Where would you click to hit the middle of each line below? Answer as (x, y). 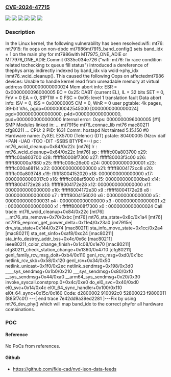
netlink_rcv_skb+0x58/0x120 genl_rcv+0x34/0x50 (58, 260)
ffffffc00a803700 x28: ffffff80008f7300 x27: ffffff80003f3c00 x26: (76, 157)
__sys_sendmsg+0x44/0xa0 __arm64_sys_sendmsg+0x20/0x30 (73, 276)
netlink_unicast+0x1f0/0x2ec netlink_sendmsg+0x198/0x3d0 (69, 266)
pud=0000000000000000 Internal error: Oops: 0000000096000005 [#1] (83, 119)
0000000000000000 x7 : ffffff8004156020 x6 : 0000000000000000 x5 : (83, 195)
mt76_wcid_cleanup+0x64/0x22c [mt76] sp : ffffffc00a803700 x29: (76, 152)
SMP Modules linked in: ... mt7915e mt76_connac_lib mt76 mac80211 (77, 125)
